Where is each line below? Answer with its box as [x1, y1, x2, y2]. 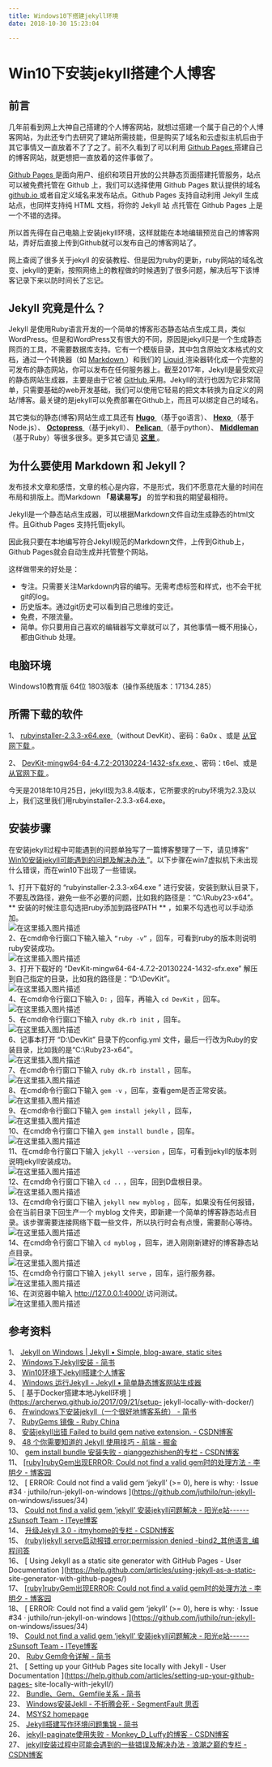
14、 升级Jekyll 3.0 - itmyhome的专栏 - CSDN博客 [8, 1526, 175, 1536]
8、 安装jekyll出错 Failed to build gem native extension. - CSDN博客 [8, 1427, 233, 1437]
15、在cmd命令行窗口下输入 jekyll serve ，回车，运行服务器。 [8, 1268, 220, 1277]
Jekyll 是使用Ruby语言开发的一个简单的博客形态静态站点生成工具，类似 [8, 324, 245, 334]
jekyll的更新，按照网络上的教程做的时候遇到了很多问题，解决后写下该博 [22, 265, 260, 274]
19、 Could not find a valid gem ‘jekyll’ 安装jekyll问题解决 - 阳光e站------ [8, 1631, 249, 1641]
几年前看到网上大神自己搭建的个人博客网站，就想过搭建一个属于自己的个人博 [8, 122, 264, 132]
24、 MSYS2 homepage [8, 1709, 89, 1719]
